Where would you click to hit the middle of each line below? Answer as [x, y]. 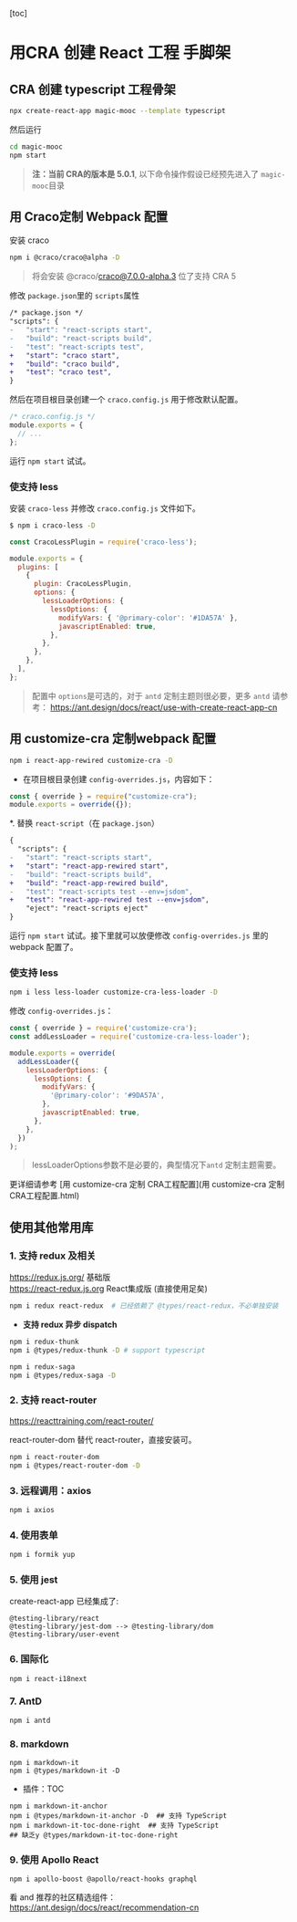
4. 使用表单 [34, 1535]
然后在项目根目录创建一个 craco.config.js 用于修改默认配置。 [126, 400]
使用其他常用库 [51, 1227]
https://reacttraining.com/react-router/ [82, 1421]
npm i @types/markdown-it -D [65, 1771]
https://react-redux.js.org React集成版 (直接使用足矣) [108, 1289]
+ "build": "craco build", [65, 364]
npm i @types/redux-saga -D [63, 1375]
